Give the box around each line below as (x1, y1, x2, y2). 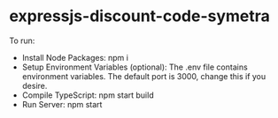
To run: (9, 35, 35, 46)
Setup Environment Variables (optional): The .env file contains (21, 62, 248, 72)
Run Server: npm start (21, 99, 103, 109)
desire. (21, 80, 48, 91)
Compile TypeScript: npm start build (21, 90, 154, 100)
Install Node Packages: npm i (21, 52, 128, 63)
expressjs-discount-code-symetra (9, 6, 270, 26)
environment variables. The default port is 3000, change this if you (21, 70, 266, 81)
